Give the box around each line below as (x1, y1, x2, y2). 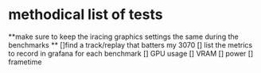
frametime (8, 57, 42, 67)
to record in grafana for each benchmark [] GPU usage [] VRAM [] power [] (8, 48, 254, 58)
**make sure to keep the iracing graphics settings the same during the (8, 32, 239, 41)
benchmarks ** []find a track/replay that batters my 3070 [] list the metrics (8, 40, 253, 49)
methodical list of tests (8, 6, 163, 24)
